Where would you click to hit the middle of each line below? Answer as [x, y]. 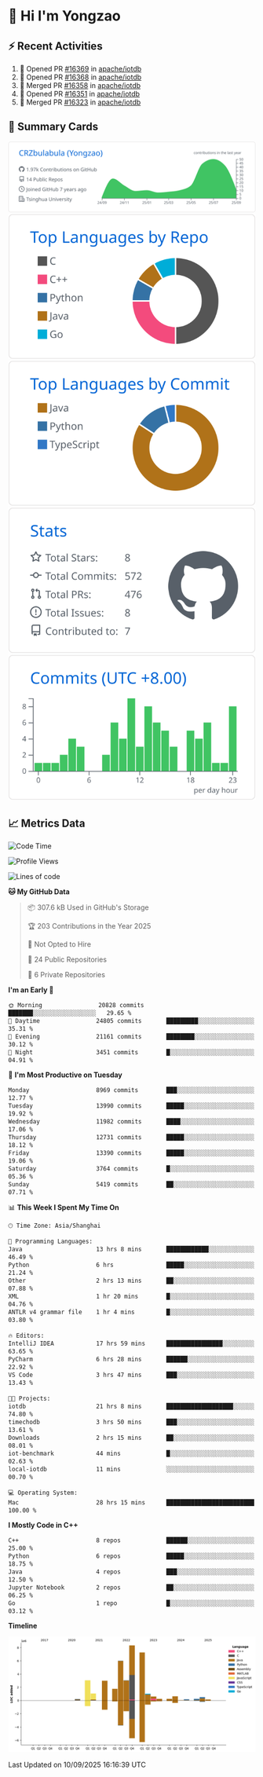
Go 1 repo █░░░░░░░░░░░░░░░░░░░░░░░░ [131, 1603]
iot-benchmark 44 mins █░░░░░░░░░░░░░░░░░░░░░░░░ [131, 1454]
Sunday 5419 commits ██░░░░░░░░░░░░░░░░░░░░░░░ [131, 1185]
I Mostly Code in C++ [43, 1525]
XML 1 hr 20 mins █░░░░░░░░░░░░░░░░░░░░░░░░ [131, 1297]
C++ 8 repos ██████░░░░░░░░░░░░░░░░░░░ [131, 1541]
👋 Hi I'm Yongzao [64, 16]
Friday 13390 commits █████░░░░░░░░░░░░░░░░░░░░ [131, 1153]
